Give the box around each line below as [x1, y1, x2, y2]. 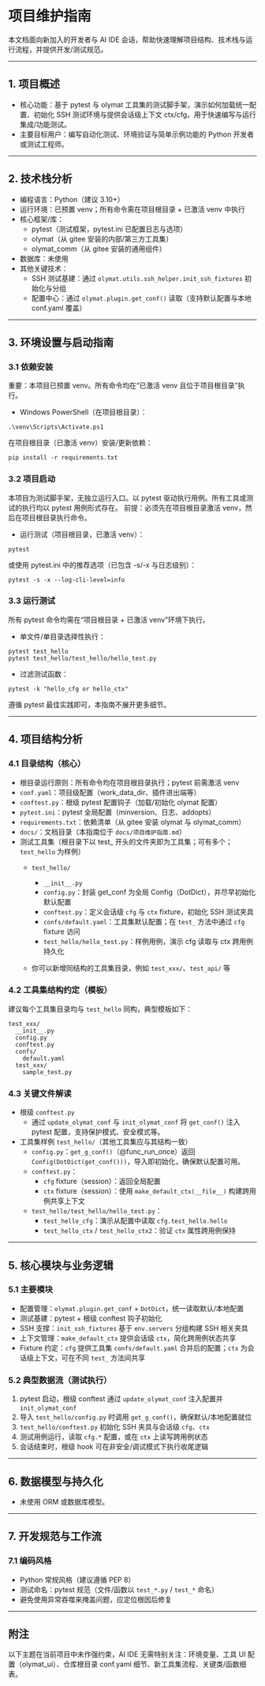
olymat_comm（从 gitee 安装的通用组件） [31, 244, 166, 253]
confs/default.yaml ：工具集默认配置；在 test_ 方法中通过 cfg [43, 916, 245, 926]
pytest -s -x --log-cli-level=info [8, 575, 125, 584]
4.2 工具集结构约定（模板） [8, 984, 113, 995]
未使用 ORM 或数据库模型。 [19, 1497, 110, 1506]
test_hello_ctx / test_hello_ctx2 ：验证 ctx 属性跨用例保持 [43, 1226, 237, 1235]
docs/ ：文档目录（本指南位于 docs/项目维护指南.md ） [19, 826, 187, 837]
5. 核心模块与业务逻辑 [8, 1258, 114, 1272]
